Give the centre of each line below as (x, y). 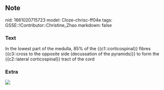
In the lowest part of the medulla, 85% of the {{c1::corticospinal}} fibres (78, 49)
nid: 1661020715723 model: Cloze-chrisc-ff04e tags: (59, 20)
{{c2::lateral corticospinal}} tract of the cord (50, 59)
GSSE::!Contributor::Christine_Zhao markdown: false (59, 25)
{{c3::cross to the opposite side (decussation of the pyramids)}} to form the (82, 54)
